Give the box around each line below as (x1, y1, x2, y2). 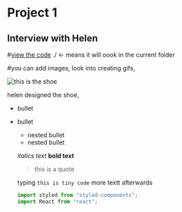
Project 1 (7, 5, 57, 21)
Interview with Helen (7, 32, 98, 44)
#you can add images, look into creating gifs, (7, 64, 136, 72)
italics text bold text (17, 152, 74, 160)
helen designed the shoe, (7, 91, 79, 99)
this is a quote (34, 165, 74, 173)
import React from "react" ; (17, 198, 98, 205)
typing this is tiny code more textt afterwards (17, 178, 153, 186)
